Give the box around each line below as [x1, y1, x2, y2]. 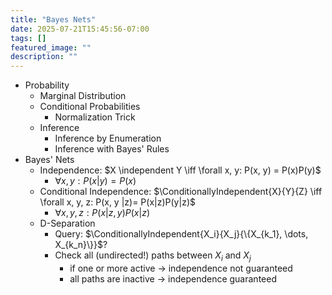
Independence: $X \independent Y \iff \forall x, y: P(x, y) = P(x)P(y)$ [39, 164, 322, 176]
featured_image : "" [10, 42, 92, 53]
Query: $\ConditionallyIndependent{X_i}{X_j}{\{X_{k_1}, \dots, [54, 228, 309, 240]
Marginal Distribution [39, 90, 127, 102]
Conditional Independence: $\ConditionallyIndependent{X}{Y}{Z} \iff [39, 186, 323, 198]
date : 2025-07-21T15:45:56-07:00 [10, 24, 150, 34]
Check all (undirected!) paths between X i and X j [54, 249, 252, 263]
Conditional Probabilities [39, 101, 141, 113]
